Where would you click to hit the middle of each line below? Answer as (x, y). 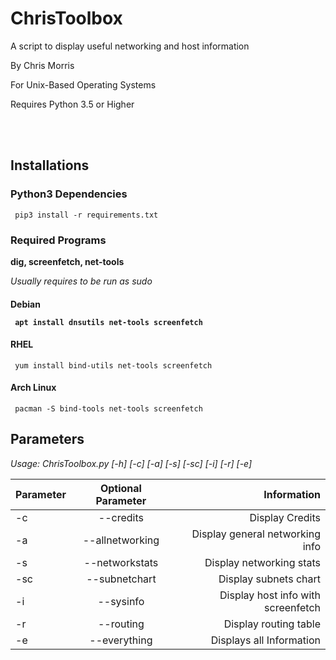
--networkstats (121, 562)
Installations (50, 165)
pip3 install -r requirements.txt (86, 215)
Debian (25, 304)
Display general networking (256, 534)
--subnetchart (121, 579)
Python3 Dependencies (69, 194)
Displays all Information (265, 640)
